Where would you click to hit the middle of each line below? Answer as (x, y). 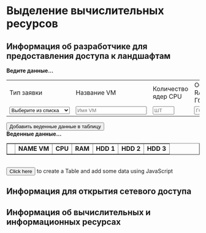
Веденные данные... (34, 134)
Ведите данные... (30, 71)
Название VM (96, 93)
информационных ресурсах (64, 222)
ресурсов (32, 24)
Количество (171, 89)
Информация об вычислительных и (79, 212)
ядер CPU (167, 97)
